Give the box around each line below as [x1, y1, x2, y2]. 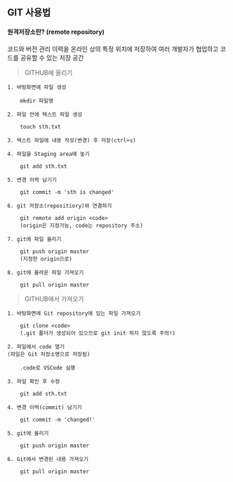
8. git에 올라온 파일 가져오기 [7, 269, 84, 276]
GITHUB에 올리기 [24, 68, 73, 77]
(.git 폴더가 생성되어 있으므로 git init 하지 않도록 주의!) [20, 330, 176, 337]
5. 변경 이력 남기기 [7, 176, 58, 183]
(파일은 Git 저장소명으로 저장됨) [7, 351, 91, 358]
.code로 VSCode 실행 [20, 364, 76, 371]
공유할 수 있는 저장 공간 [20, 53, 84, 62]
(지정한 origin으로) [20, 255, 72, 262]
